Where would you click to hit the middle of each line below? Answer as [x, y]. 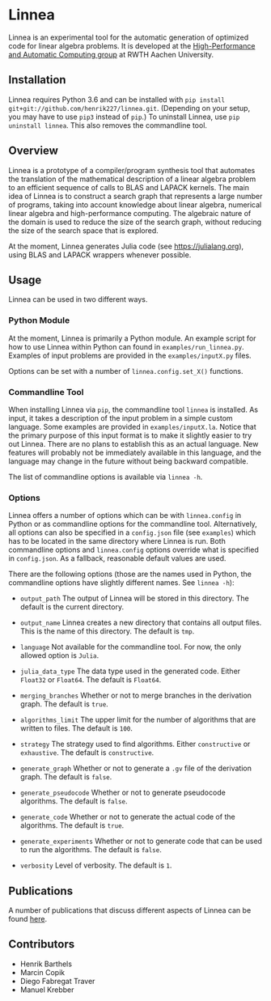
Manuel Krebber [47, 990]
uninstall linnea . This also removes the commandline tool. [108, 125]
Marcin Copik [42, 972]
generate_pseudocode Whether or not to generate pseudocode [123, 793]
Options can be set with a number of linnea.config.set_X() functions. [126, 371]
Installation [37, 80]
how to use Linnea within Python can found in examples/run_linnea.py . [126, 346]
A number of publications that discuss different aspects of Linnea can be [130, 910]
